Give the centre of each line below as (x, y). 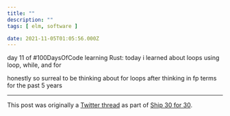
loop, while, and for (34, 65)
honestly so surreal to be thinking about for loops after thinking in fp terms (112, 78)
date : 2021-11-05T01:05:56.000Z (53, 38)
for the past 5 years (35, 85)
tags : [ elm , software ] (42, 26)
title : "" (21, 13)
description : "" (30, 20)
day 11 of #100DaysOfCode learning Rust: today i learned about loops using (113, 58)
